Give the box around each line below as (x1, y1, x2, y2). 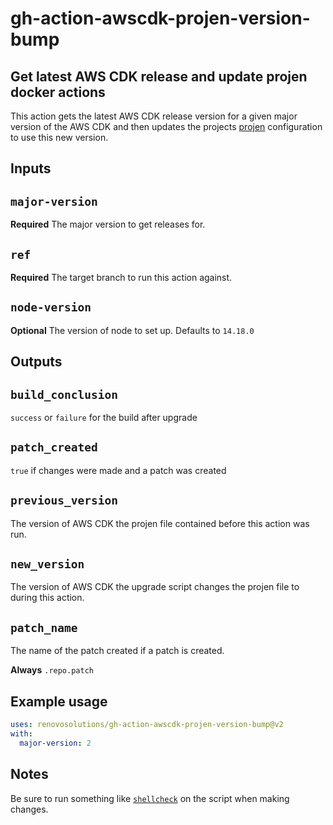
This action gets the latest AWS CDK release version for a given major (10, 110, 298, 122)
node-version (10, 300, 92, 315)
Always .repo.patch (10, 664, 94, 676)
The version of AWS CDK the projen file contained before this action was (10, 517, 310, 529)
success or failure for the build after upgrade (10, 412, 198, 424)
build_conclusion (10, 387, 118, 402)
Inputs (10, 160, 52, 177)
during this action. (10, 592, 85, 604)
